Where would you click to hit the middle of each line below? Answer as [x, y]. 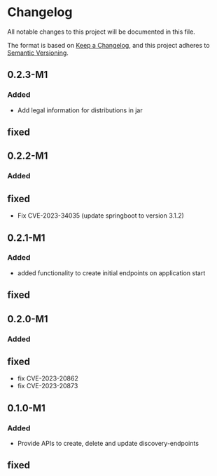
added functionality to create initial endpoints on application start [111, 273]
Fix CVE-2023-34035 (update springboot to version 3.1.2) [100, 216]
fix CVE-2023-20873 [48, 386]
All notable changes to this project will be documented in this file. [101, 32]
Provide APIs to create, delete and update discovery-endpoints [108, 444]
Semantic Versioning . [38, 53]
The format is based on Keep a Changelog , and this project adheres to [108, 45]
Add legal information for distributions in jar [80, 110]
